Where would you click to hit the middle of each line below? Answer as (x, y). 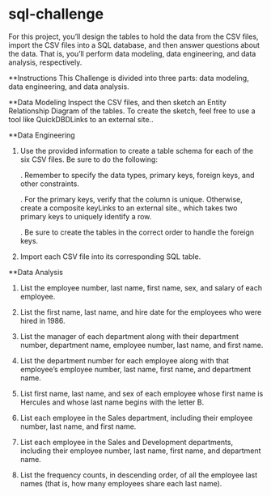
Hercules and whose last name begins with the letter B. (112, 402)
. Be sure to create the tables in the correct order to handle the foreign (137, 232)
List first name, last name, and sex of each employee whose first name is (142, 393)
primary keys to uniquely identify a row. (86, 216)
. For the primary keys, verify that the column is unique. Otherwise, (131, 199)
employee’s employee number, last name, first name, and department (135, 369)
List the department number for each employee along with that (124, 360)
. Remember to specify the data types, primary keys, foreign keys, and (137, 175)
